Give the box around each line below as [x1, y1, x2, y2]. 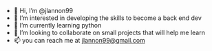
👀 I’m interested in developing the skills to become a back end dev [13, 14, 202, 22]
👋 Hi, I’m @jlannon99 [13, 7, 74, 14]
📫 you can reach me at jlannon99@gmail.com [13, 37, 146, 44]
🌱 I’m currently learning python [13, 21, 102, 29]
